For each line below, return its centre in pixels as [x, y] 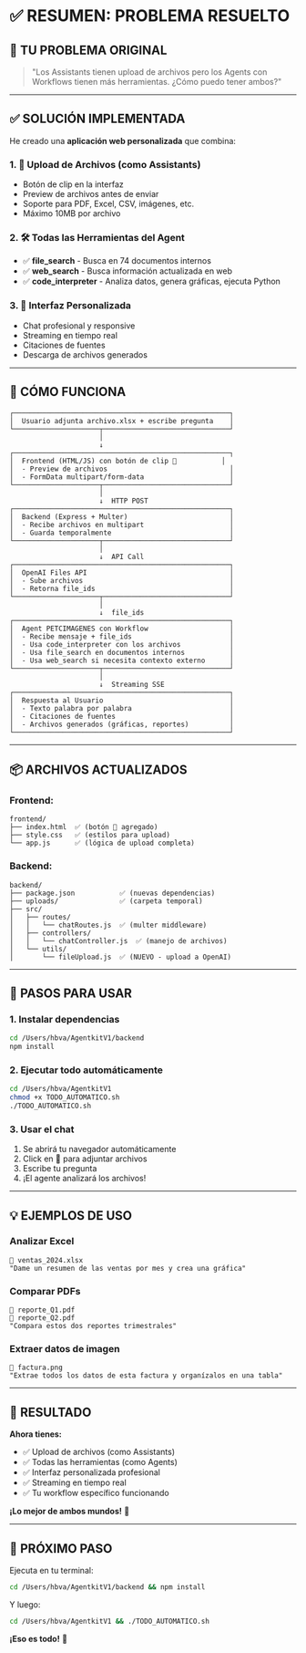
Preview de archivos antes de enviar [91, 194]
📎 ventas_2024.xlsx [46, 1260]
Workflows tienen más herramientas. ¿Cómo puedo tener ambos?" [157, 82]
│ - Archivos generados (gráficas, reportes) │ [122, 724]
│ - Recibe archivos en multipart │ [122, 525]
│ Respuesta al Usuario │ [122, 700]
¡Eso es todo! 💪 [39, 1638]
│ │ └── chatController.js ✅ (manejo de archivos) [118, 941]
